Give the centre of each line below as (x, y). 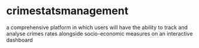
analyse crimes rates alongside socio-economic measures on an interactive (99, 33)
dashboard (19, 40)
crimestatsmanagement (67, 11)
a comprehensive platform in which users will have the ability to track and (97, 27)
